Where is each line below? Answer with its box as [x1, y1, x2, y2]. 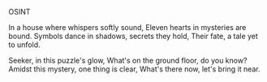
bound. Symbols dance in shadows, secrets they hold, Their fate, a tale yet [8, 32, 258, 41]
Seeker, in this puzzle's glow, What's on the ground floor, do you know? [8, 56, 248, 65]
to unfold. [8, 40, 41, 50]
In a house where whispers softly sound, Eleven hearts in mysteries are [8, 23, 247, 32]
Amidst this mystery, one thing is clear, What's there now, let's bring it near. [8, 64, 261, 74]
